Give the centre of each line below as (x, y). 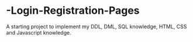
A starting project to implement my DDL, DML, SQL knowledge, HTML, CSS (96, 26)
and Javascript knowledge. (39, 32)
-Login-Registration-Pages (73, 11)
